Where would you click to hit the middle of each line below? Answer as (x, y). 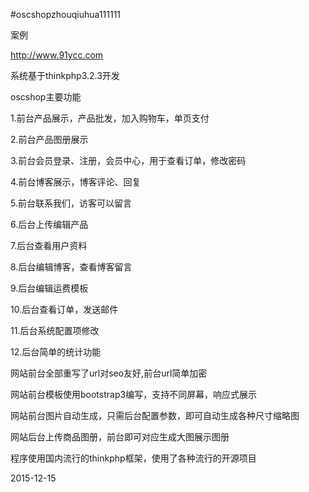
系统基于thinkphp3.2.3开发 (65, 75)
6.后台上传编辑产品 (49, 224)
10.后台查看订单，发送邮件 (64, 309)
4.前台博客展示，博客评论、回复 (76, 182)
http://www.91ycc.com (57, 55)
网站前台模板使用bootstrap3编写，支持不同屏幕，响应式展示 (134, 394)
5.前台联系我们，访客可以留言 (71, 203)
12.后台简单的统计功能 (56, 352)
